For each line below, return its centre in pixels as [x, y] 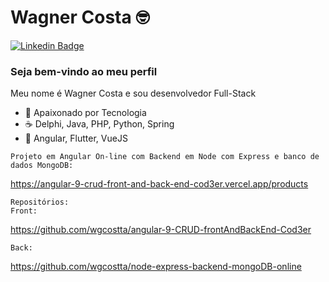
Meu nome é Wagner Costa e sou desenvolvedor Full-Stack [133, 93]
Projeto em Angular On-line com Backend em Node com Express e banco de [165, 157]
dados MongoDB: [42, 166]
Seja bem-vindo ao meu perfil [84, 71]
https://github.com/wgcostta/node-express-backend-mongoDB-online [156, 267]
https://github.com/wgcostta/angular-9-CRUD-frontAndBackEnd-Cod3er [161, 230]
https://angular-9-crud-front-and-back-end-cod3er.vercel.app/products [159, 184]
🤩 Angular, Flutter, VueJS [76, 138]
